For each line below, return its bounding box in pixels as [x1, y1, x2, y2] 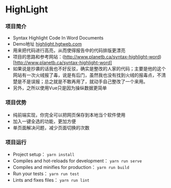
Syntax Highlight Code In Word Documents [12, 35, 104, 41]
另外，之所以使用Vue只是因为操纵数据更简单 [12, 85, 107, 91]
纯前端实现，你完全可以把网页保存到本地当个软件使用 [12, 111, 126, 118]
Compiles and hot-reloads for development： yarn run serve [12, 158, 142, 164]
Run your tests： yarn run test [12, 171, 80, 177]
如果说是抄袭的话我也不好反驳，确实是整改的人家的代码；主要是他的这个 [12, 66, 166, 72]
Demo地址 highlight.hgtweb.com [12, 41, 82, 47]
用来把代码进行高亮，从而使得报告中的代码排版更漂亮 [12, 47, 126, 53]
